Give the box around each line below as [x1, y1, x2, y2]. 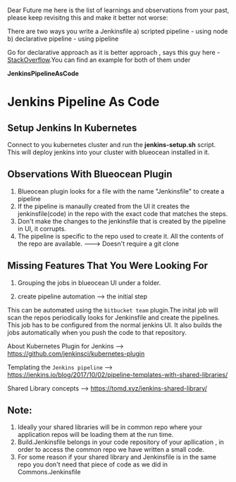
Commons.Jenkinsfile [17, 468, 81, 476]
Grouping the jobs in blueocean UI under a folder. [17, 278, 161, 287]
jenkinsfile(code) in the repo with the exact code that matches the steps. [17, 209, 228, 217]
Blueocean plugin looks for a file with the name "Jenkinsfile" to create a [17, 186, 225, 196]
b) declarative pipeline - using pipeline [7, 34, 119, 43]
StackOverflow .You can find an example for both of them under [7, 56, 191, 64]
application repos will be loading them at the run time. [17, 431, 174, 439]
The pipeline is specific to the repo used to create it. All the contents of [17, 232, 224, 240]
